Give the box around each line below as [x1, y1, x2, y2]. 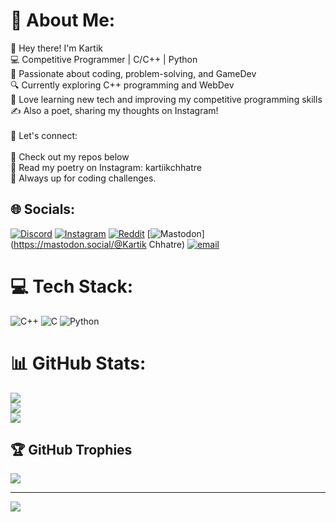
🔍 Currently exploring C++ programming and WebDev [10, 79, 235, 91]
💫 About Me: [10, 9, 116, 32]
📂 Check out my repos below [10, 150, 130, 163]
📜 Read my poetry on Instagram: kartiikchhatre [10, 161, 202, 173]
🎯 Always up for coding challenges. [10, 172, 157, 184]
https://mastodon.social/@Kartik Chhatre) [13, 238, 185, 250]
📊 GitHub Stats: [10, 352, 147, 374]
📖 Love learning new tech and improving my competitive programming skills [10, 93, 323, 105]
